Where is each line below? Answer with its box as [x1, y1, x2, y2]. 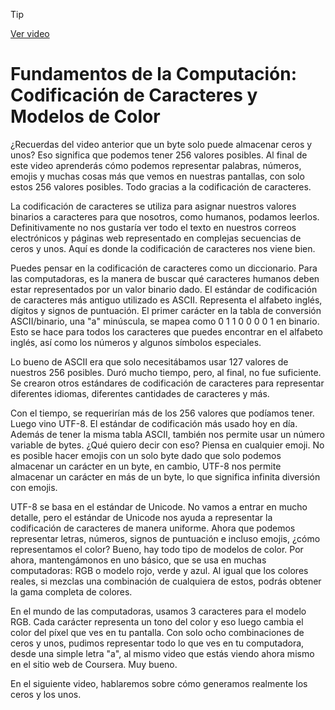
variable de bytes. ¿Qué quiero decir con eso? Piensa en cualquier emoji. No [10, 439, 325, 451]
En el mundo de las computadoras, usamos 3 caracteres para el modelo [10, 605, 307, 617]
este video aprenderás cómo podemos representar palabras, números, [10, 159, 302, 171]
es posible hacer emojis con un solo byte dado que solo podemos [10, 449, 282, 461]
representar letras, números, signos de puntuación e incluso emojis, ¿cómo [10, 532, 321, 544]
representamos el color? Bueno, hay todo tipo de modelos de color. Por [10, 543, 304, 555]
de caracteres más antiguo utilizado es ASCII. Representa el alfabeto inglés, [10, 294, 323, 306]
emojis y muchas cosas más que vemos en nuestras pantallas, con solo [10, 170, 305, 182]
